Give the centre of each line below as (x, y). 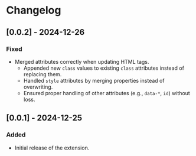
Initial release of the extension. (52, 148)
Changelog (34, 10)
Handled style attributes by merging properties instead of (94, 80)
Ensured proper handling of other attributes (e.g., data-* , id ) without (107, 93)
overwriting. (38, 87)
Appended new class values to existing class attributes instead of (104, 68)
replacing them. (43, 74)
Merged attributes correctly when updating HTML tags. (82, 61)
